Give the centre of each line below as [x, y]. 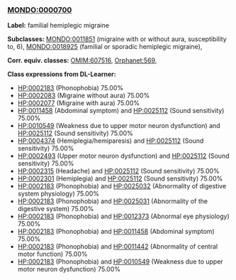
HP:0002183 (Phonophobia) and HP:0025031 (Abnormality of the [112, 201]
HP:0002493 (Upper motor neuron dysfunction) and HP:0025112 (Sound [123, 156]
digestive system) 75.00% [56, 209]
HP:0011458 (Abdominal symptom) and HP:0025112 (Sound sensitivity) [121, 111]
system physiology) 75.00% [58, 194]
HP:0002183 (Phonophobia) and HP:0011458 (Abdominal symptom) [116, 232]
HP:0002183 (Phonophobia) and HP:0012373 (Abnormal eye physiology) [124, 216]
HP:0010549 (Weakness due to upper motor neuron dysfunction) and [119, 126]
